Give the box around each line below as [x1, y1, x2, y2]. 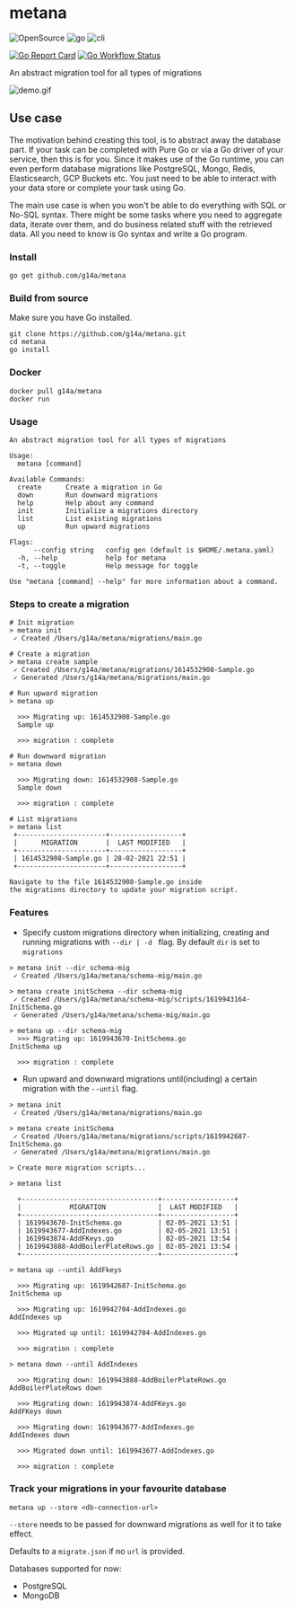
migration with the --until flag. [22, 1083, 139, 1093]
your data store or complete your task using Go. [9, 182, 187, 193]
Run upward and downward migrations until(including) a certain [22, 1073, 257, 1084]
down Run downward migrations [17, 491, 159, 500]
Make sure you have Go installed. [9, 313, 133, 323]
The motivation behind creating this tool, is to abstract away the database [9, 134, 281, 146]
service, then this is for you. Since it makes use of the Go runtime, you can [9, 154, 284, 164]
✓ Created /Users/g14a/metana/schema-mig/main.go [13, 971, 203, 980]
